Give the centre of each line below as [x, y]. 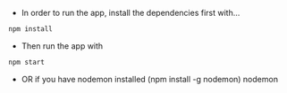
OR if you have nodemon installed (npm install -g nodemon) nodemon [150, 79]
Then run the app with [62, 46]
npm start [27, 62]
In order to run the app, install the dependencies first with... [131, 13]
